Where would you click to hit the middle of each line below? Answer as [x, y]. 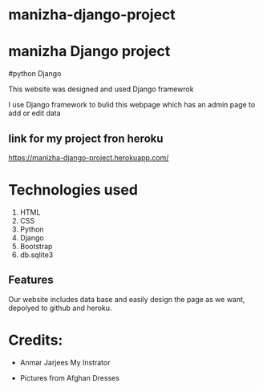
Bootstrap [36, 246]
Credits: [36, 340]
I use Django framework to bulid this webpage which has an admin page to [132, 105]
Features [31, 280]
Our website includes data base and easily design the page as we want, [127, 299]
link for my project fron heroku [86, 138]
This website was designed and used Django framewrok [101, 89]
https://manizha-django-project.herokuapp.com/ [89, 157]
